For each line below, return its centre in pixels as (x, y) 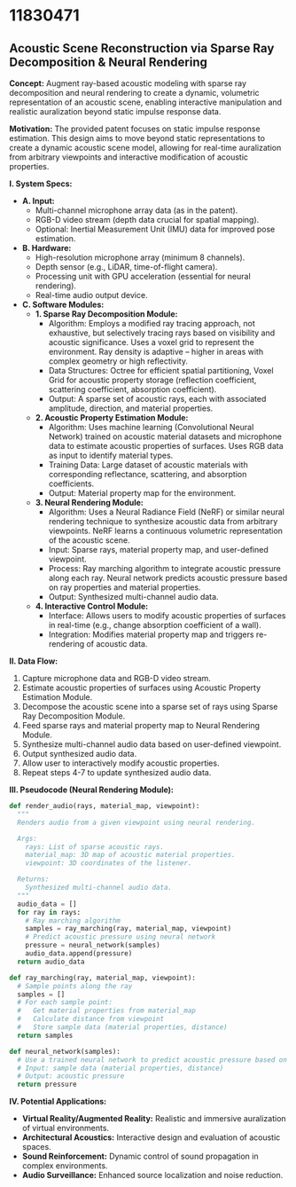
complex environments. (65, 1166)
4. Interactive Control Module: (92, 606)
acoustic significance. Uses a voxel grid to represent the (151, 342)
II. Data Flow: (34, 661)
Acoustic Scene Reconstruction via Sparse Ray (142, 48)
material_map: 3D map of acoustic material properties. (131, 855)
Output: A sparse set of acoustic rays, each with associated (157, 399)
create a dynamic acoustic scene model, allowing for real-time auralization (145, 148)
